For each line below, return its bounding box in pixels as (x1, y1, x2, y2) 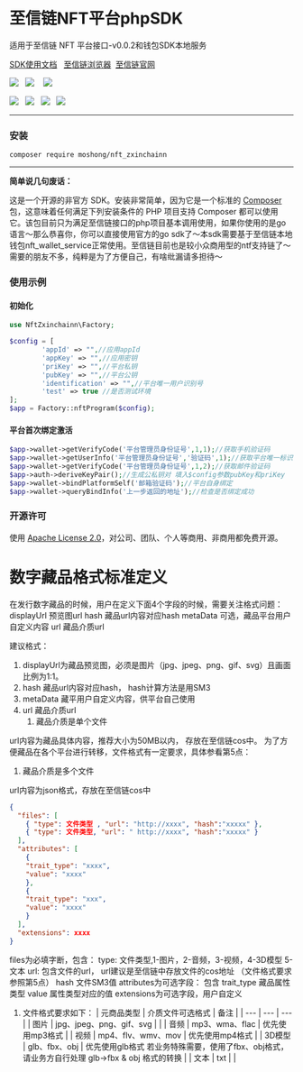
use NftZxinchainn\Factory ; (9, 321, 115, 330)
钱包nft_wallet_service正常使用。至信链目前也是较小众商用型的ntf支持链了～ (9, 240, 291, 251)
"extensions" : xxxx (17, 928, 91, 938)
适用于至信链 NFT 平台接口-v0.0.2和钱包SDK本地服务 (9, 40, 207, 50)
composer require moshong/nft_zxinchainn (9, 151, 168, 160)
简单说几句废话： (9, 176, 73, 187)
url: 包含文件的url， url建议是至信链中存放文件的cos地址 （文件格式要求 (26, 966, 293, 976)
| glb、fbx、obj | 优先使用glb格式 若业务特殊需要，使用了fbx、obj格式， (22, 1040, 289, 1051)
